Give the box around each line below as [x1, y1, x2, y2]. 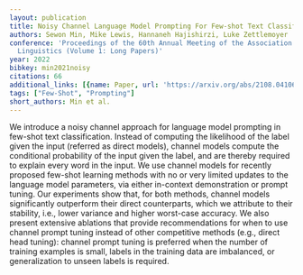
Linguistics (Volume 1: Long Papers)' [17, 47, 164, 56]
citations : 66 [9, 72, 63, 81]
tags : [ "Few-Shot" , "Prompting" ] [9, 88, 135, 97]
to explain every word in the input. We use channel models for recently [9, 160, 272, 171]
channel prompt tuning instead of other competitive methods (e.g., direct [9, 227, 280, 238]
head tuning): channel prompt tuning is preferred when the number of [9, 236, 269, 248]
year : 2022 [9, 55, 50, 64]
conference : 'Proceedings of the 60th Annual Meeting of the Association [9, 38, 293, 48]
